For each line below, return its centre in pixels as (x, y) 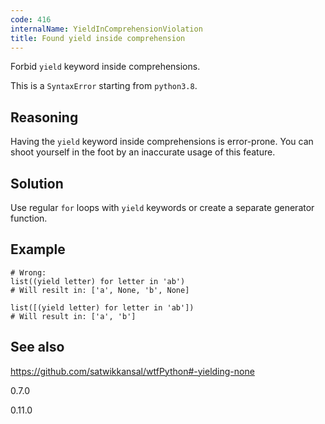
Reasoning (44, 117)
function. (29, 218)
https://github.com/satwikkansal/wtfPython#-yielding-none (132, 371)
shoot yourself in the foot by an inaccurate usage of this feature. (143, 152)
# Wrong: (28, 272)
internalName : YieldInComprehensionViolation (106, 29)
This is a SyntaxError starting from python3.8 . (104, 86)
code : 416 (31, 19)
